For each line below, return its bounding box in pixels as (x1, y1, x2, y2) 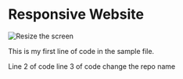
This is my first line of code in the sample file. (8, 46, 155, 56)
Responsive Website (8, 5, 145, 23)
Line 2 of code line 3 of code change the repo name (8, 61, 176, 71)
